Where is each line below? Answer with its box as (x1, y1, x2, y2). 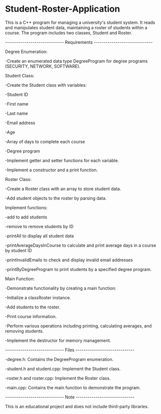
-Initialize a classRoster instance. (5, 294, 72, 300)
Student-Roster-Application (5, 3, 120, 15)
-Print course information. (5, 313, 57, 319)
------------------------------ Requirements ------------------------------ (5, 39, 153, 45)
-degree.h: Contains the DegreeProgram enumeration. (5, 356, 114, 362)
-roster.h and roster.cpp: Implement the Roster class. (5, 375, 111, 381)
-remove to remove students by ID (5, 223, 74, 229)
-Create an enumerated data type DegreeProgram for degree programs (5, 58, 148, 64)
